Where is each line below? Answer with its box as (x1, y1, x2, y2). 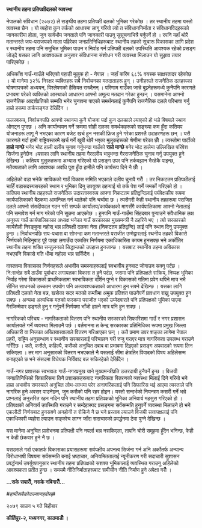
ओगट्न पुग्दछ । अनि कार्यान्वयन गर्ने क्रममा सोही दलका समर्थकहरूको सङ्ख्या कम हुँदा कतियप (6, 123, 183, 130)
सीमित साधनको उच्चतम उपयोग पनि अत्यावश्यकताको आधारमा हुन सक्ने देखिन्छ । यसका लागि (6, 283, 182, 290)
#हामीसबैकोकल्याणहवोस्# (6, 491, 56, 497)
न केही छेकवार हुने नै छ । (6, 434, 55, 441)
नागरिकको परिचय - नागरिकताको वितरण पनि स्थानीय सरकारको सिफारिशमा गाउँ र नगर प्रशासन (6, 315, 185, 322)
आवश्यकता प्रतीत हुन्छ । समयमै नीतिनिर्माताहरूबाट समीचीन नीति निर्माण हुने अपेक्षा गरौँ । (6, 467, 172, 473)
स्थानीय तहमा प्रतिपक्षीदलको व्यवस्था (6, 6, 73, 13)
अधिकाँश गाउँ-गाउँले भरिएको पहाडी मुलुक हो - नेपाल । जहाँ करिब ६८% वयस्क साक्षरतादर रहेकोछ (6, 70, 192, 78)
